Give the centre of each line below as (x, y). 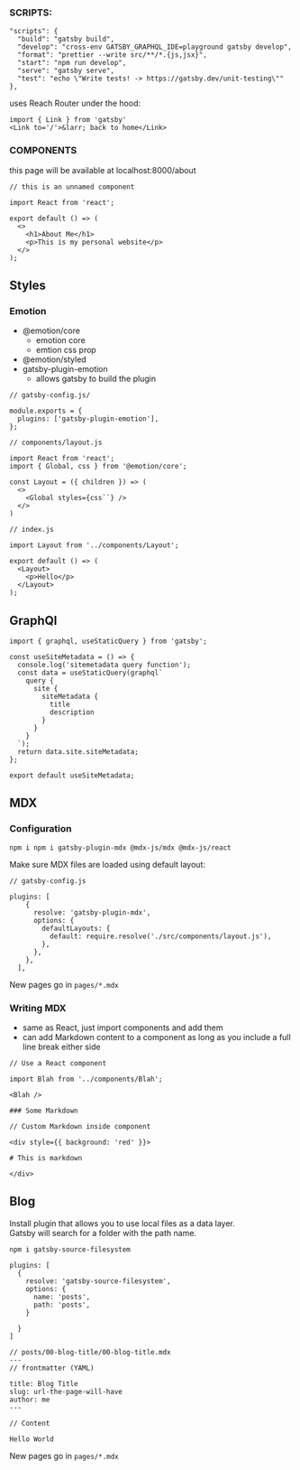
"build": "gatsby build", (66, 39)
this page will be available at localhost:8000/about (103, 170)
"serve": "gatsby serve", (66, 71)
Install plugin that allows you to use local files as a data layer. (123, 1223)
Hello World (32, 1439)
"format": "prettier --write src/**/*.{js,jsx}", (112, 55)
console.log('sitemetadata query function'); (105, 665)
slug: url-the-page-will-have (66, 1391)
